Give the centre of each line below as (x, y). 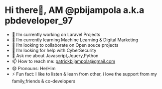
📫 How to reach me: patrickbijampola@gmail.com (64, 61)
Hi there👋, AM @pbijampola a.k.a (75, 10)
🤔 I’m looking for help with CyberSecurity (54, 50)
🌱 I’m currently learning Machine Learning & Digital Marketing (75, 40)
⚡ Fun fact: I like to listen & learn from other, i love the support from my (84, 74)
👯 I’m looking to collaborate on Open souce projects (65, 45)
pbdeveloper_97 (39, 21)
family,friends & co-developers (44, 81)
